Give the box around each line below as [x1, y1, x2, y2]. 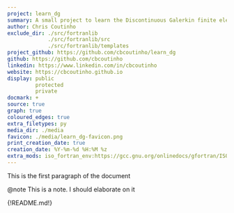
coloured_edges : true [7, 113, 70, 120]
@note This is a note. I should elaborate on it [7, 185, 136, 194]
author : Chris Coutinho [7, 23, 77, 30]
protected [35, 81, 64, 88]
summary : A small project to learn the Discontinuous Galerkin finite [7, 17, 217, 24]
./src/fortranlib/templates [47, 42, 130, 49]
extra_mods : [7, 152, 42, 160]
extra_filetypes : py [7, 120, 68, 127]
